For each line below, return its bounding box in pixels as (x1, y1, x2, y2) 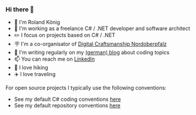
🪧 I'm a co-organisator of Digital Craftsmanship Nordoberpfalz (14, 41, 167, 48)
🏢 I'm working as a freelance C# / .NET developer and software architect (14, 25, 191, 32)
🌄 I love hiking (14, 64, 48, 71)
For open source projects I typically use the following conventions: (5, 84, 167, 91)
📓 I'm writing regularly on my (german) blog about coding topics (14, 49, 170, 56)
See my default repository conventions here (14, 102, 121, 109)
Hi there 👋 (5, 5, 35, 14)
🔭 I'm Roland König (14, 19, 60, 26)
